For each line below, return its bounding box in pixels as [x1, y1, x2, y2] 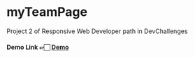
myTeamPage [6, 4, 88, 20]
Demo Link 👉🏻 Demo [6, 43, 69, 51]
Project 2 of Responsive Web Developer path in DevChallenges [6, 27, 188, 35]
